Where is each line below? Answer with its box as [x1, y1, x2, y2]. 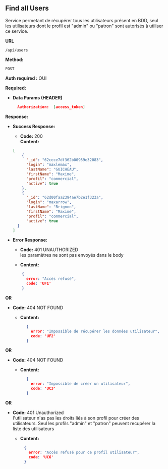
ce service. [5, 28, 29, 34]
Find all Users [5, 4, 49, 13]
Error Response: [12, 237, 48, 243]
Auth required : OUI [5, 75, 47, 81]
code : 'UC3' [31, 386, 56, 391]
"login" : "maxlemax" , [26, 162, 72, 167]
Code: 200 [20, 133, 43, 139]
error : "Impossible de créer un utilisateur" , [31, 381, 131, 386]
